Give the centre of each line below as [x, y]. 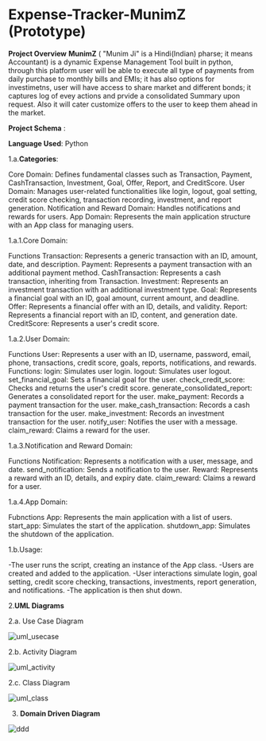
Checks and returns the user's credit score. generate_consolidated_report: [130, 388]
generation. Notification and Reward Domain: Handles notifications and [124, 208]
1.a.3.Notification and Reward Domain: [71, 445]
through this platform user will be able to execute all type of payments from [131, 70]
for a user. [25, 486]
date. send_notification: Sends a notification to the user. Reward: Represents [133, 469]
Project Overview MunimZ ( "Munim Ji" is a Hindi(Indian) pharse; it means [131, 53]
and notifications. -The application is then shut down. [95, 590]
